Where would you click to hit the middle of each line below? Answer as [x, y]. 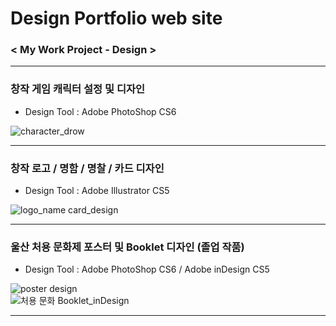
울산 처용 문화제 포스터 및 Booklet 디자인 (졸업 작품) [127, 247]
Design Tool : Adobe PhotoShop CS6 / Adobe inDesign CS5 [147, 269]
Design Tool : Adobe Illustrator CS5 [97, 191]
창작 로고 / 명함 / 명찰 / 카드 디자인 [87, 168]
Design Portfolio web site [116, 18]
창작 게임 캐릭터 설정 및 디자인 [78, 89]
